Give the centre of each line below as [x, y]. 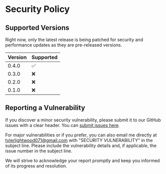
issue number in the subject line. [39, 150]
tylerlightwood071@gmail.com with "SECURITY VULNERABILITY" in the [79, 140]
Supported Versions [37, 28]
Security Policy [38, 9]
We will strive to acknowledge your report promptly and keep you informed [82, 160]
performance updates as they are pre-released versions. [64, 45]
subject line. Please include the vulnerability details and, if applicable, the [81, 145]
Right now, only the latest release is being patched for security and [74, 39]
